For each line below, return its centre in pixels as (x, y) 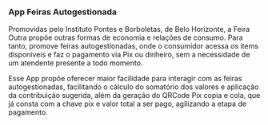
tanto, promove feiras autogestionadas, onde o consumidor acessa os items (133, 46)
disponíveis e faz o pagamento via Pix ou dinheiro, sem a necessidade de (129, 55)
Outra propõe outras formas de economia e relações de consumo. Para (126, 37)
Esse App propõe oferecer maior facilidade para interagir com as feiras (125, 79)
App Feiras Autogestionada (63, 12)
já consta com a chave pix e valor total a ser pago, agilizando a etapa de (127, 104)
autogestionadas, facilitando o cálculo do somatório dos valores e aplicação (134, 87)
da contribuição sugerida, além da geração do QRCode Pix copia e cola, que (134, 96)
